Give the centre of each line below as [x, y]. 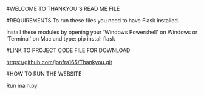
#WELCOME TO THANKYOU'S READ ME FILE [63, 9]
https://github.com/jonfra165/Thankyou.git [59, 62]
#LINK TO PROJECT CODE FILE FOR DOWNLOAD [68, 50]
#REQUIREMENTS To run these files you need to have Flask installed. [93, 20]
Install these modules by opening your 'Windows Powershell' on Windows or [102, 32]
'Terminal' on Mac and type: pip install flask [61, 38]
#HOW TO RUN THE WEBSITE [44, 74]
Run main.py [22, 85]
